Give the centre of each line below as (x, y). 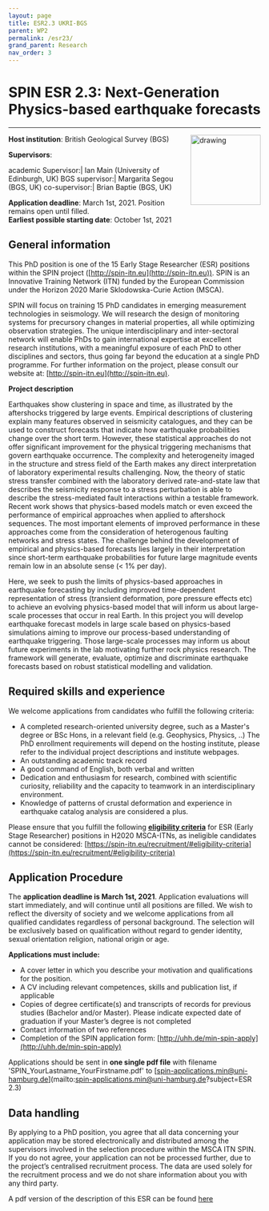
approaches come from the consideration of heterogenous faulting (118, 531)
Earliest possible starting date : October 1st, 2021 (90, 219)
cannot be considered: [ (48, 844)
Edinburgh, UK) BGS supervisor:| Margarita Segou (91, 178)
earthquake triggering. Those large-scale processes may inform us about (129, 640)
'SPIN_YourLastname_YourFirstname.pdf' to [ (83, 1071)
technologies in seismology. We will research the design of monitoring (124, 314)
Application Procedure (66, 877)
